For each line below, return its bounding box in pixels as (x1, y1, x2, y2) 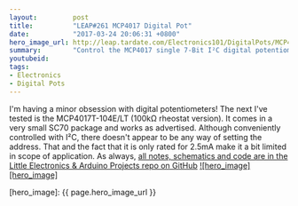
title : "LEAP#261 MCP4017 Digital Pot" (9, 21, 192, 30)
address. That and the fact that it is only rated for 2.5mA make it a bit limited (9, 141, 286, 152)
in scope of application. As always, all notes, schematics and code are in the (9, 150, 288, 161)
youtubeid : (9, 54, 50, 63)
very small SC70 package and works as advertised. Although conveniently (9, 122, 281, 133)
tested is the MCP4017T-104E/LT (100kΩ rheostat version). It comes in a (9, 113, 273, 123)
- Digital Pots (9, 79, 66, 88)
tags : (9, 63, 29, 72)
